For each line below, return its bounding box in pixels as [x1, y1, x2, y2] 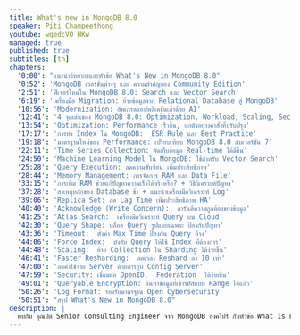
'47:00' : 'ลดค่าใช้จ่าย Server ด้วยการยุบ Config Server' [17, 263, 204, 272]
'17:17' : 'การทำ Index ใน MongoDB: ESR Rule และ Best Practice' [17, 130, 257, 138]
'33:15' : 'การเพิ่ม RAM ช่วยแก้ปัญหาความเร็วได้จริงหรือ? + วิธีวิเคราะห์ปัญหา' [17, 180, 235, 188]
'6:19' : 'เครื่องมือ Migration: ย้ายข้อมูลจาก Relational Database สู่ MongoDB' [17, 96, 279, 105]
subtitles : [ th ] [9, 54, 70, 63]
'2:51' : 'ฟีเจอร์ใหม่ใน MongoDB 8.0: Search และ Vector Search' [17, 88, 239, 96]
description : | [9, 304, 66, 313]
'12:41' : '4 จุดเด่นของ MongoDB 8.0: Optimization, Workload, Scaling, [17, 113, 275, 121]
